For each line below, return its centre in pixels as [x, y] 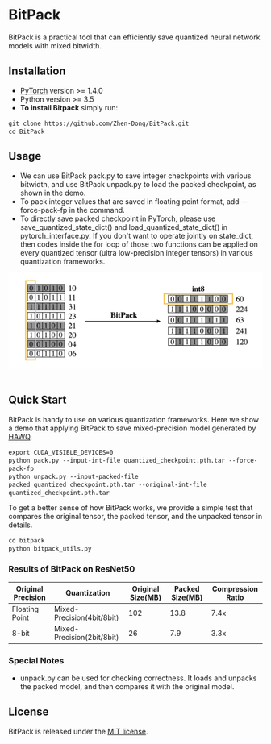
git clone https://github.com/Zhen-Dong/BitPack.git [99, 123]
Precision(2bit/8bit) [86, 638]
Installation [37, 71]
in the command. [97, 210]
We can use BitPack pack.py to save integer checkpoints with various [135, 176]
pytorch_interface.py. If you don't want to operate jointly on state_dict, [137, 235]
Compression [235, 588]
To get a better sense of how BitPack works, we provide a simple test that [131, 507]
